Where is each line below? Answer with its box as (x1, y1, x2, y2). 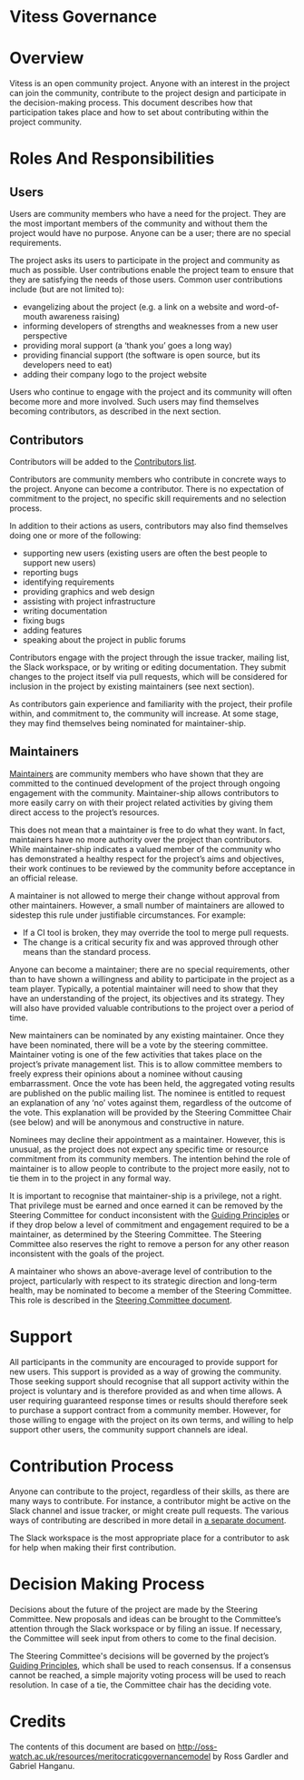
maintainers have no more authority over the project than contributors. (9, 833, 273, 845)
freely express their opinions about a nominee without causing (9, 1068, 243, 1079)
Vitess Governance (9, 6, 157, 27)
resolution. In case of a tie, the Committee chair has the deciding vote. (9, 1679, 272, 1690)
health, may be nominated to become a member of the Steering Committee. (9, 1284, 292, 1295)
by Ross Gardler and (212, 1750, 289, 1762)
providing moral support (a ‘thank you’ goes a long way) (22, 340, 233, 351)
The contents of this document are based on (9, 1741, 176, 1752)
